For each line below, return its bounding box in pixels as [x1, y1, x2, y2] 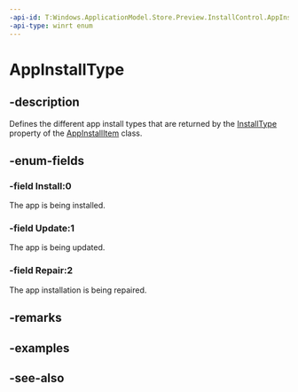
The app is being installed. [9, 200, 106, 211]
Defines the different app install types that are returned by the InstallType [9, 118, 278, 129]
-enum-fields [9, 153, 84, 169]
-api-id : [9, 12, 42, 22]
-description [9, 95, 80, 110]
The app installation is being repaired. [9, 285, 147, 295]
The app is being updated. [9, 242, 106, 253]
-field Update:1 [9, 223, 75, 235]
